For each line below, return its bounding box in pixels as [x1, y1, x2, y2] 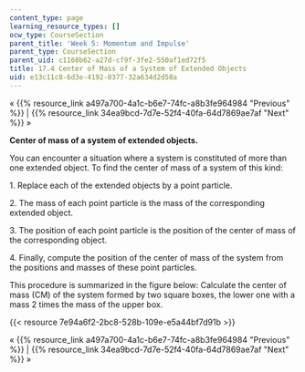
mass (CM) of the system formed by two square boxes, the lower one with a [9, 289, 295, 300]
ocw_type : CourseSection [9, 30, 104, 39]
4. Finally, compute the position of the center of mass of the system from [9, 252, 284, 263]
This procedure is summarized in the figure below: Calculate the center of [9, 279, 288, 290]
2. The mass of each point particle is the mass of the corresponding [9, 197, 265, 208]
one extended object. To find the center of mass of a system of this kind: [9, 161, 283, 173]
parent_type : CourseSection [9, 47, 117, 57]
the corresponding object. [9, 234, 108, 245]
